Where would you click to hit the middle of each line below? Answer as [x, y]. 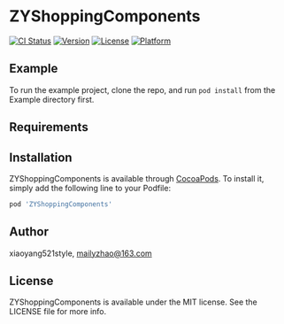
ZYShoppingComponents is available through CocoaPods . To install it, [137, 178]
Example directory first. [52, 99]
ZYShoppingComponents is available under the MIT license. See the [134, 302]
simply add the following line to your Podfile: [90, 188]
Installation [41, 157]
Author [29, 232]
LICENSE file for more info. [58, 312]
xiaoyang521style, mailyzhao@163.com [81, 253]
